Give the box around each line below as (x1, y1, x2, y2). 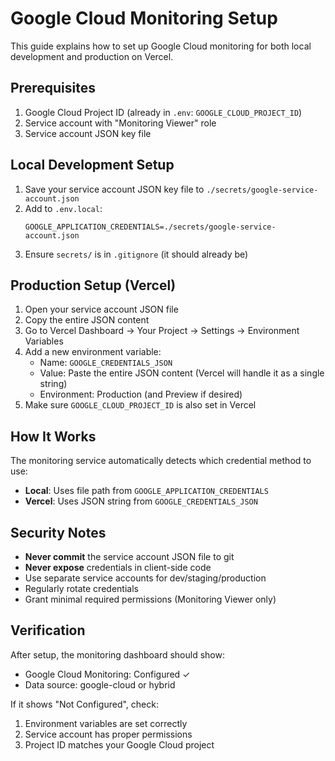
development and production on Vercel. (10, 50, 174, 62)
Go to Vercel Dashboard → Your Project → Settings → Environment (24, 325, 300, 337)
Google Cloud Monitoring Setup (10, 7, 278, 30)
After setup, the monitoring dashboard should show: (10, 648, 225, 661)
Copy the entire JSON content (24, 314, 150, 326)
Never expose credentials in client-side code (24, 562, 212, 573)
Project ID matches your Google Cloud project (24, 738, 215, 751)
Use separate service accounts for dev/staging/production (24, 572, 267, 584)
